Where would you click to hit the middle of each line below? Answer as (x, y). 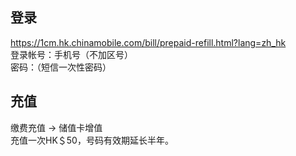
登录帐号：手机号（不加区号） (71, 54)
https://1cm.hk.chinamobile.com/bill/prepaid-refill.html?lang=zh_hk (148, 42)
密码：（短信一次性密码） (61, 67)
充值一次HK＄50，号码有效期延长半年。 (92, 140)
